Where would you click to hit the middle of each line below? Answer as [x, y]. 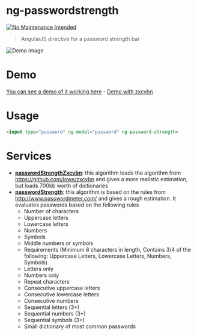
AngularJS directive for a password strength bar [80, 39]
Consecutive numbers [51, 300]
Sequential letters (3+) [52, 307]
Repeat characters [47, 281]
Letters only [39, 269]
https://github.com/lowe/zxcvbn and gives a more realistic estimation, [101, 179]
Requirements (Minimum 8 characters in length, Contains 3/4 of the [107, 249]
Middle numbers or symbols [59, 243]
